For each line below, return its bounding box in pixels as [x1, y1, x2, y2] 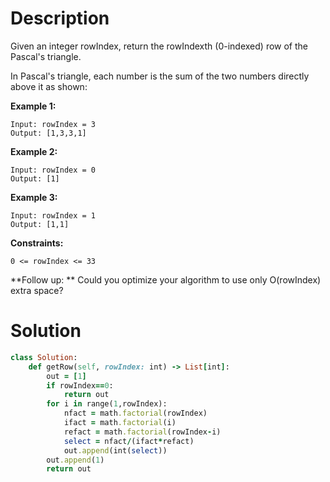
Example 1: [10, 100, 57, 112]
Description [10, 7, 110, 30]
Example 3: [10, 191, 58, 203]
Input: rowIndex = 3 [10, 119, 97, 129]
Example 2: [10, 145, 58, 157]
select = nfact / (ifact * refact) [63, 436, 195, 446]
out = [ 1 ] [46, 371, 87, 381]
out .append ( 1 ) [46, 455, 105, 465]
